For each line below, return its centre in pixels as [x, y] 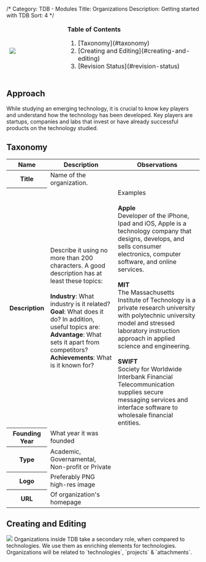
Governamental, [73, 459]
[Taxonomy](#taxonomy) [114, 43]
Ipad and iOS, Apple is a [152, 223]
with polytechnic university [156, 315]
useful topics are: [75, 326]
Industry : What [72, 296]
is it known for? [72, 365]
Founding [27, 434]
